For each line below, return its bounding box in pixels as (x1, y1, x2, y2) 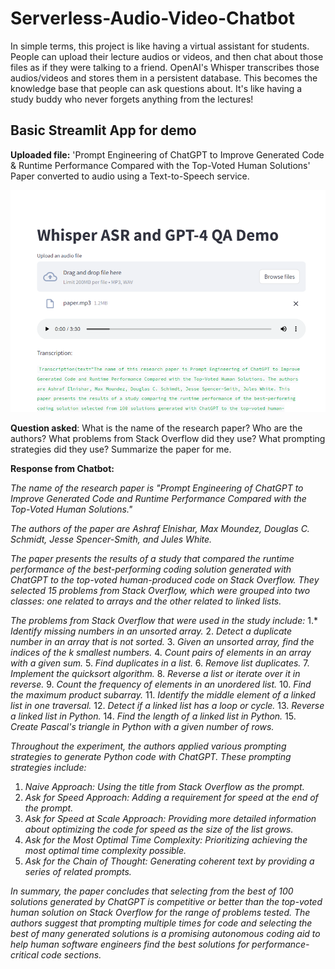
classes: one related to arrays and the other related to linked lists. (10, 595, 282, 607)
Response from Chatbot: (10, 463, 115, 475)
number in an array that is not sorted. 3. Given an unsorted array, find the (10, 636, 315, 648)
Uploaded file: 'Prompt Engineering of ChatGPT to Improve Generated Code (10, 148, 325, 161)
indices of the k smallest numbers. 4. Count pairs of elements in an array (10, 647, 312, 659)
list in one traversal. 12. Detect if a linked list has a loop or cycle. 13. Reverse (10, 700, 325, 712)
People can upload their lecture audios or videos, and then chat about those (10, 50, 324, 62)
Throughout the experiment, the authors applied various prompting (10, 740, 287, 752)
